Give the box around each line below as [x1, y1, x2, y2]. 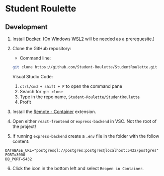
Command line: [19, 55, 51, 61]
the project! [12, 123, 36, 129]
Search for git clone [19, 88, 63, 94]
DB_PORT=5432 [5, 157, 32, 162]
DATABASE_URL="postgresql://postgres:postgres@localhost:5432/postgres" [5, 148, 159, 153]
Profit [19, 99, 31, 105]
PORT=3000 [5, 152, 26, 157]
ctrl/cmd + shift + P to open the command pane [19, 83, 123, 89]
